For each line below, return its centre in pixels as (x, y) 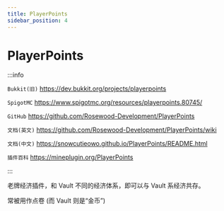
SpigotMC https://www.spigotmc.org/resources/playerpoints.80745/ (105, 103)
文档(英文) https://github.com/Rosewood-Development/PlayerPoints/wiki (112, 130)
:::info (16, 75)
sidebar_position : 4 (38, 21)
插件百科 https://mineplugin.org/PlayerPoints (70, 157)
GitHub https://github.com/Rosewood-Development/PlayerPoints (101, 116)
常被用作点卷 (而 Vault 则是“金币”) (57, 201)
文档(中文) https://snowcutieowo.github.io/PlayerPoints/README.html (107, 144)
